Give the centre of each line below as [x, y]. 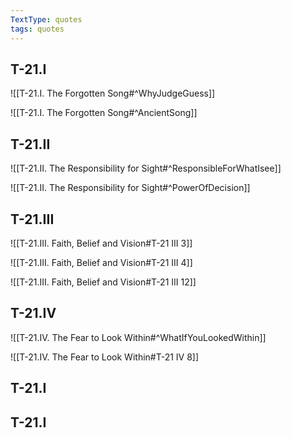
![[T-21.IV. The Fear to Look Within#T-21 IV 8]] [105, 357]
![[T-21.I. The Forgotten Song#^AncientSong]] [104, 113]
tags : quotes [37, 29]
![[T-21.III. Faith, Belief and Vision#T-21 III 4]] [101, 262]
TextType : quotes [46, 19]
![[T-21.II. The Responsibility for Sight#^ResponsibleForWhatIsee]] [146, 168]
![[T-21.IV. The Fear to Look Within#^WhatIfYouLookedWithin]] [138, 337]
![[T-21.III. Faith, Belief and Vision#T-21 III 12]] [103, 282]
